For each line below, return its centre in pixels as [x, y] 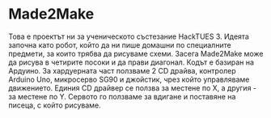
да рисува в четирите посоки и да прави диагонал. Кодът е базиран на [131, 62]
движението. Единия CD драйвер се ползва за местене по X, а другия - [133, 88]
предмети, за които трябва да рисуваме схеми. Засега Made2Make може [136, 53]
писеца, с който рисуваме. [55, 105]
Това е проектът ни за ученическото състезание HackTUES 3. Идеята [129, 36]
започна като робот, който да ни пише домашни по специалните [120, 44]
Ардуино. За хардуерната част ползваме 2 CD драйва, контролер [122, 70]
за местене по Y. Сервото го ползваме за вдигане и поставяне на [122, 96]
